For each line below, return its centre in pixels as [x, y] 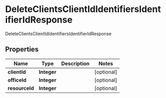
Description [75, 63]
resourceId [21, 88]
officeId [17, 80]
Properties [22, 49]
